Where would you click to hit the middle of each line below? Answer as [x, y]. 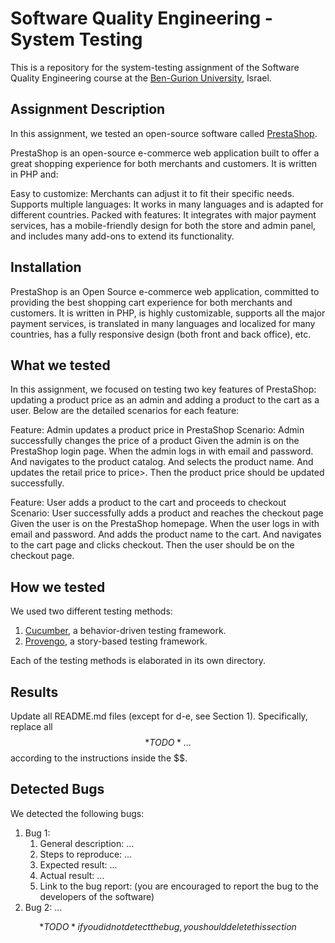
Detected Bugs [57, 789]
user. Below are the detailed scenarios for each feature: [125, 411]
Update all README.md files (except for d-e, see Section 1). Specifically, [159, 716]
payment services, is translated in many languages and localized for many [163, 323]
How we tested [58, 587]
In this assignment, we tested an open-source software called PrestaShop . [164, 133]
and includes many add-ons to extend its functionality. [122, 236]
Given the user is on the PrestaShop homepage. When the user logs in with [165, 524]
